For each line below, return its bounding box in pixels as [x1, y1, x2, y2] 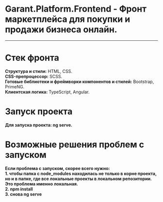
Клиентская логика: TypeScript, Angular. [5, 89, 90, 95]
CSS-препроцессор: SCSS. [5, 73, 62, 79]
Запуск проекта [5, 106, 73, 117]
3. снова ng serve [5, 191, 42, 197]
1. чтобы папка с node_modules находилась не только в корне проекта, [5, 170, 157, 176]
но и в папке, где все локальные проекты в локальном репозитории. [5, 176, 152, 182]
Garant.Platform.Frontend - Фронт [5, 3, 147, 15]
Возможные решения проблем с [5, 139, 145, 150]
